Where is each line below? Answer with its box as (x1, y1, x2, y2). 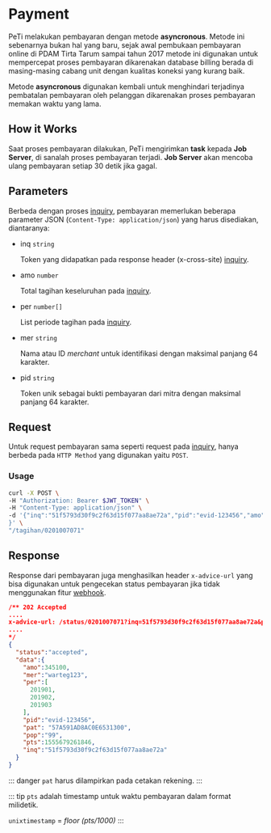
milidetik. (8, 800, 39, 810)
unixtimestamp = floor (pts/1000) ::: (8, 815, 124, 825)
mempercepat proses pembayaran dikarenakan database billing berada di (8, 57, 254, 67)
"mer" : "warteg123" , (23, 670, 89, 679)
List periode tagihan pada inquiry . (19, 317, 132, 327)
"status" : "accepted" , (15, 648, 89, 656)
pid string (19, 373, 55, 383)
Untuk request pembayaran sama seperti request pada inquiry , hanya (8, 442, 240, 451)
